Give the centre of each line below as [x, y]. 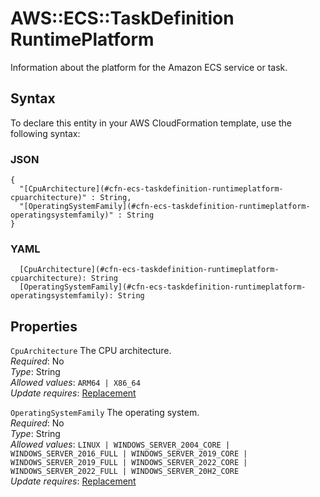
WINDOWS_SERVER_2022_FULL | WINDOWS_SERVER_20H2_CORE [125, 472]
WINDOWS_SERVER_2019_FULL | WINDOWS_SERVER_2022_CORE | [129, 463]
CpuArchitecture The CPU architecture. [91, 351]
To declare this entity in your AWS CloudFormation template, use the [151, 123]
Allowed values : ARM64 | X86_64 [75, 383]
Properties [44, 326]
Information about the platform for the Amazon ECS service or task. [149, 67]
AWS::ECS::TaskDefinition [122, 18]
